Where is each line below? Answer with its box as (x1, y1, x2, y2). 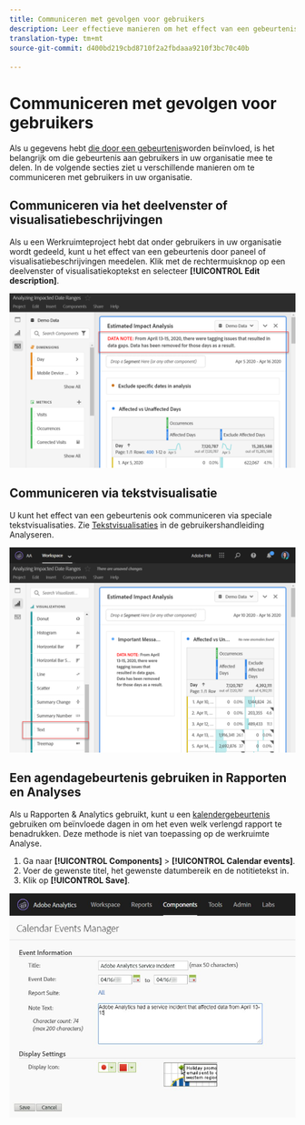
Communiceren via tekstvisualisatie (9, 486, 218, 501)
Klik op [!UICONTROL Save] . (22, 874, 130, 886)
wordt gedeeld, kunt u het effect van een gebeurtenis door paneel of (9, 246, 266, 256)
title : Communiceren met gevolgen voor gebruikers (9, 15, 205, 24)
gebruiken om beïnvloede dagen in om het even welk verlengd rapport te (9, 819, 283, 829)
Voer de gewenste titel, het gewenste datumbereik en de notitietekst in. (22, 865, 290, 876)
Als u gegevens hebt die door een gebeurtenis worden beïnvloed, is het (9, 143, 275, 154)
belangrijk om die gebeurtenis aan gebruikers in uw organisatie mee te (9, 153, 273, 164)
